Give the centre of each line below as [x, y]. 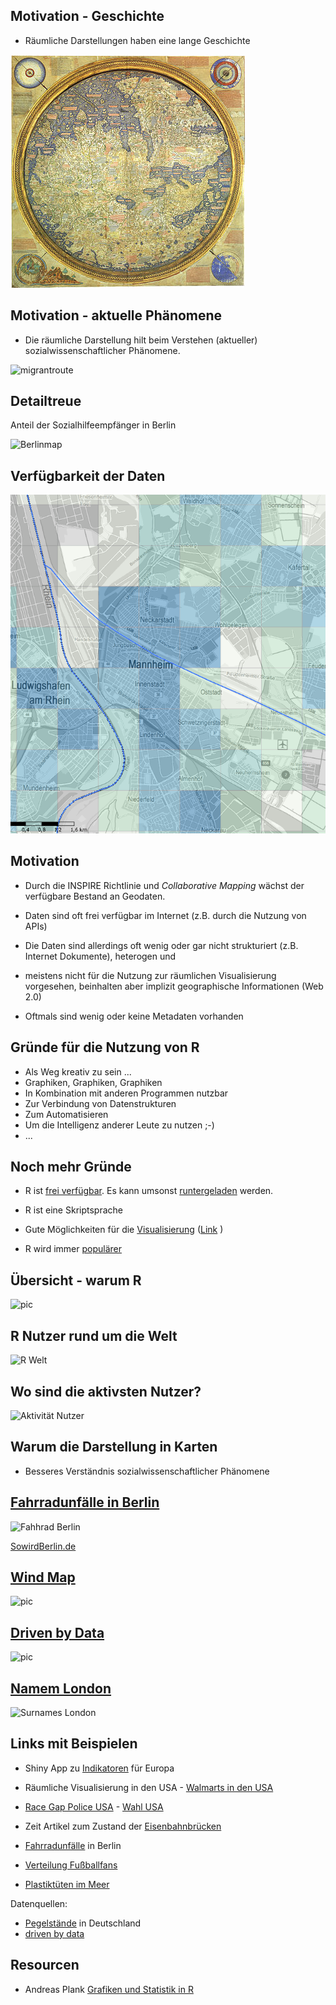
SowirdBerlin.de [43, 1546]
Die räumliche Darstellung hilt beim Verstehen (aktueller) [141, 340]
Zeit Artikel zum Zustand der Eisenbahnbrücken [123, 1826]
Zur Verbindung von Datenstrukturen [100, 1103]
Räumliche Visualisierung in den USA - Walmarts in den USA [149, 1787]
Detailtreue [46, 401]
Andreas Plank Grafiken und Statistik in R [109, 1989]
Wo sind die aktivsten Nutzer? [106, 1391]
